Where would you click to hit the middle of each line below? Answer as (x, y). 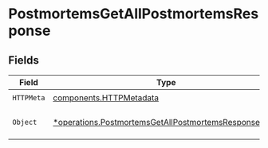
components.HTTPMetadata (106, 98)
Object (25, 122)
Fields (24, 60)
